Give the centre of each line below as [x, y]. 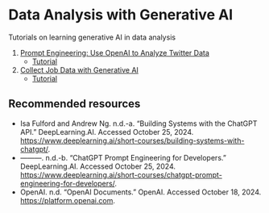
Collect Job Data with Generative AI [79, 69]
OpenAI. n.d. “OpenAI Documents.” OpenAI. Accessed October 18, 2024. [141, 192]
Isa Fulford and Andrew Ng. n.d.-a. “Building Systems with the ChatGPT [139, 123]
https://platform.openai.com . [67, 200]
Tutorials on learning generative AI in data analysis [92, 37]
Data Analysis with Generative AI [121, 15]
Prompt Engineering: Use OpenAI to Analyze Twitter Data [114, 52]
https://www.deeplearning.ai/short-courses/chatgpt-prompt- [121, 174]
